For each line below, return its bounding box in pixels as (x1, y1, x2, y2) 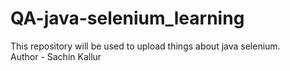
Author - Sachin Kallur (10, 50, 102, 62)
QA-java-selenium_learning (10, 7, 245, 30)
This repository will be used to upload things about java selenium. (10, 40, 281, 52)
